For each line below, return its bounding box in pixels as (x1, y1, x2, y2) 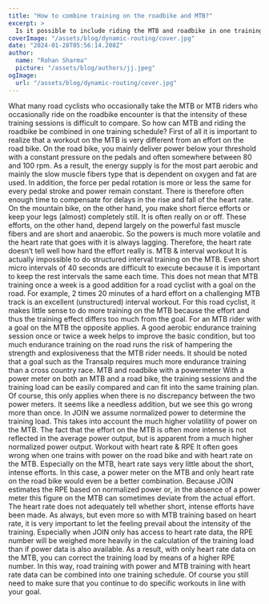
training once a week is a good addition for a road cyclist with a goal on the (8, 280, 256, 290)
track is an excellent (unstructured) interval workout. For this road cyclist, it (8, 297, 256, 306)
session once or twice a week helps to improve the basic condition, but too (8, 330, 256, 341)
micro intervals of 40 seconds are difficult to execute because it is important (8, 262, 260, 273)
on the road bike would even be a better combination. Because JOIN (8, 476, 234, 485)
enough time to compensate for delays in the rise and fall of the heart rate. (8, 194, 254, 205)
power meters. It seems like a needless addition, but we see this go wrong (8, 399, 253, 409)
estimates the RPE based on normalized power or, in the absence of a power (8, 484, 260, 494)
